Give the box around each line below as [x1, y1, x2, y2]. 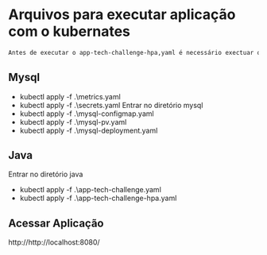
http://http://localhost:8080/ [8, 238, 101, 247]
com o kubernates [8, 22, 131, 41]
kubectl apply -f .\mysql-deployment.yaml [19, 126, 158, 135]
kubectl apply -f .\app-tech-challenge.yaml [19, 185, 161, 195]
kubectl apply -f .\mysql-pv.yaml [19, 117, 127, 126]
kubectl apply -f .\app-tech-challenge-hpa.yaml [19, 193, 177, 203]
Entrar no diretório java [8, 169, 83, 180]
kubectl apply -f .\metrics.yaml [19, 91, 121, 101]
